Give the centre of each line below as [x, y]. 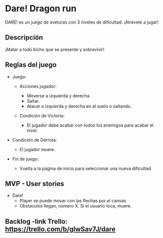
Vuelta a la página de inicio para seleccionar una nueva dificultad [85, 168]
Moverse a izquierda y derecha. [59, 96]
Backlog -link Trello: [36, 221]
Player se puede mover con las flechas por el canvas [73, 201]
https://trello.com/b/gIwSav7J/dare [60, 229]
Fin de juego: [25, 159]
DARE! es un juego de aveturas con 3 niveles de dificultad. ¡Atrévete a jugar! [82, 22]
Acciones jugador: [38, 86]
